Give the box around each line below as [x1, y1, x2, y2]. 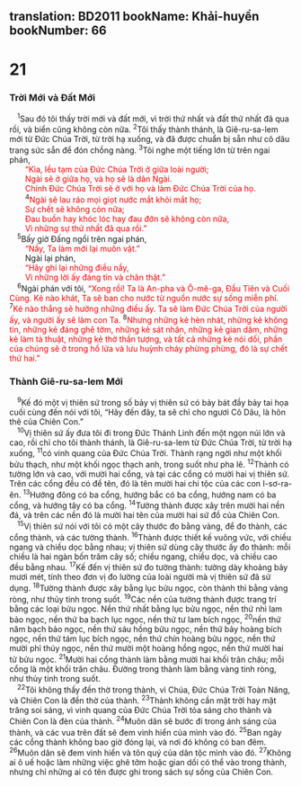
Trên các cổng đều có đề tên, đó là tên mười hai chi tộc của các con [9, 478, 261, 489]
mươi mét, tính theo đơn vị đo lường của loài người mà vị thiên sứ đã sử [9, 572, 271, 583]
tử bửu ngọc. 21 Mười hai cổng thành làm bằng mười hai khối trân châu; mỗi [9, 653, 285, 665]
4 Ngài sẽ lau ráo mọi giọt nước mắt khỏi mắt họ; [25, 192, 202, 205]
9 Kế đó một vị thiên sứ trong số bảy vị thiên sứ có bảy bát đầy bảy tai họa [17, 396, 289, 408]
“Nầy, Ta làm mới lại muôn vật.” [25, 244, 141, 255]
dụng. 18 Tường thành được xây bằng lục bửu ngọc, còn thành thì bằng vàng [9, 581, 288, 594]
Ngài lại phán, [25, 253, 76, 263]
